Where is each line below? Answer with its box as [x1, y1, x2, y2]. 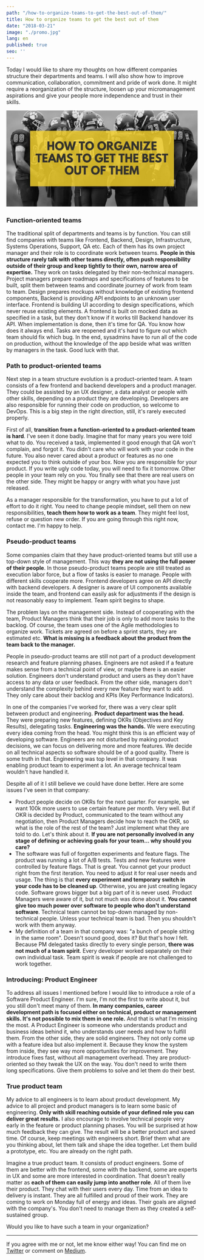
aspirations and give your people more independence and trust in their [6, 91, 183, 99]
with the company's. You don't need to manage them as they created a [6, 1205, 184, 1212]
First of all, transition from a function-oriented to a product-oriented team [6, 426, 195, 433]
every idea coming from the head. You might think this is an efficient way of [6, 729, 195, 736]
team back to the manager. [6, 641, 76, 648]
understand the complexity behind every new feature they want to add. [6, 685, 184, 692]
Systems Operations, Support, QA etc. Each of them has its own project [6, 243, 185, 250]
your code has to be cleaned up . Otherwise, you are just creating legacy [15, 882, 197, 889]
